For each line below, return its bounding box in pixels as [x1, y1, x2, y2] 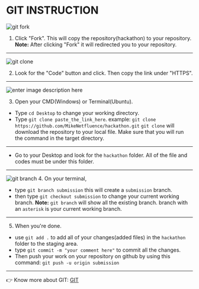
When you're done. [14, 222, 62, 229]
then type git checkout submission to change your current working [14, 192, 179, 200]
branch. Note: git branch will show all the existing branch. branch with [14, 199, 188, 206]
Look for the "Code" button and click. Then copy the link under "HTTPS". [14, 69, 193, 76]
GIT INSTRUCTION [6, 4, 99, 17]
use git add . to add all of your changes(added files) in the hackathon [14, 233, 186, 240]
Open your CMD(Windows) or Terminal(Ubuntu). [14, 98, 133, 105]
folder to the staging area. [14, 240, 78, 247]
